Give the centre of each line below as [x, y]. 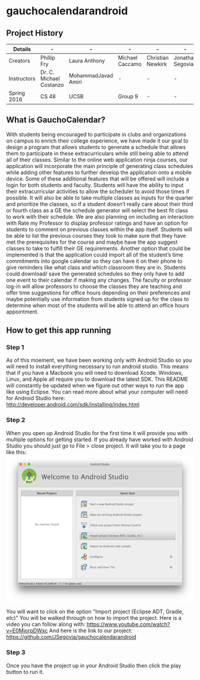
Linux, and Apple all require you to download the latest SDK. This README [97, 379]
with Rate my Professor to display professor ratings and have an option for [97, 223]
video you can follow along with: [46, 625]
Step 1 [15, 347]
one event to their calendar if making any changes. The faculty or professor [99, 280]
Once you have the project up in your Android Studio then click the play [94, 665]
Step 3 [16, 653]
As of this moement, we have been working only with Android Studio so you [99, 360]
